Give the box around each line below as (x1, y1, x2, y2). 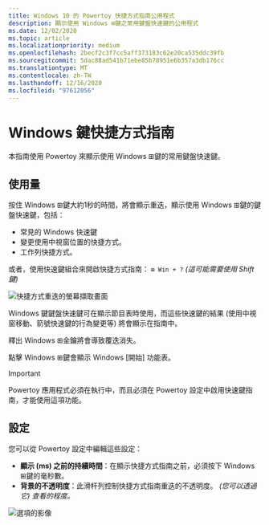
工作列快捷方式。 (19, 247, 77, 257)
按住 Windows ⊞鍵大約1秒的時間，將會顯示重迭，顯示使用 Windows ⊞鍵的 (8, 200, 255, 210)
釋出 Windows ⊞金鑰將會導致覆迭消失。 (8, 336, 141, 345)
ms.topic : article (8, 34, 70, 43)
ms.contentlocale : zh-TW (8, 71, 92, 79)
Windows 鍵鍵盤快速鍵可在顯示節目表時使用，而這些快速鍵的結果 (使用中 (8, 308, 250, 318)
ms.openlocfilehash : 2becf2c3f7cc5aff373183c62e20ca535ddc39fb (8, 49, 225, 57)
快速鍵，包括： (14, 210, 65, 220)
